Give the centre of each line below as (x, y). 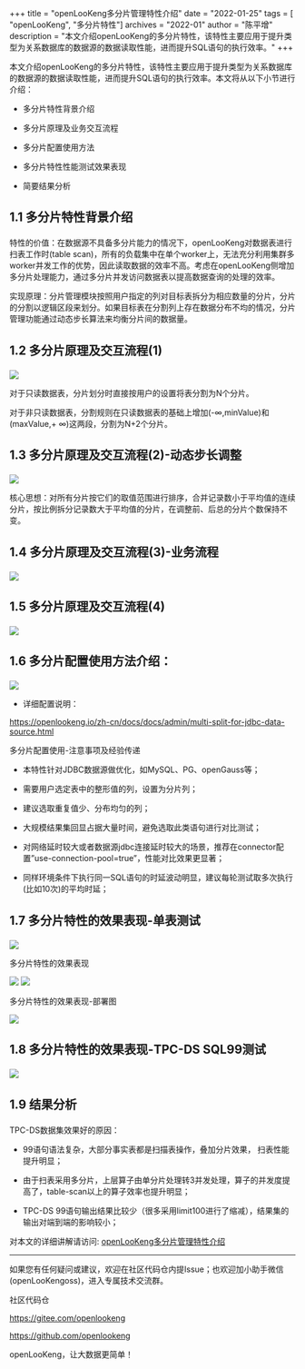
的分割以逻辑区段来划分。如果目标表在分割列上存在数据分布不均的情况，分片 (152, 308)
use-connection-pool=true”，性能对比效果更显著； (129, 858)
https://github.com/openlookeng (70, 1335)
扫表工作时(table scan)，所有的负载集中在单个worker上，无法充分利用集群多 (152, 254)
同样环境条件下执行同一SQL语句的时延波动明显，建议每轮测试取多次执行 (157, 878)
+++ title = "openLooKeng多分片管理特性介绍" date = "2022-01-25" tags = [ (151, 13)
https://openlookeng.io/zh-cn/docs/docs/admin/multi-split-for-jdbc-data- (148, 722)
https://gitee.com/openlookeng (67, 1318)
